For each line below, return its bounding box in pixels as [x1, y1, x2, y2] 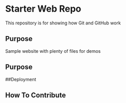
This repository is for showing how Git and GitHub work [5, 20, 121, 26]
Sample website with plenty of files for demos [5, 48, 101, 54]
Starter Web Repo [5, 3, 81, 15]
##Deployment [5, 76, 36, 82]
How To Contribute [5, 91, 66, 99]
